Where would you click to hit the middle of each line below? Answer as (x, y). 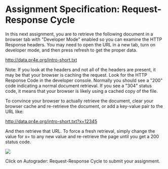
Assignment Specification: (62, 9)
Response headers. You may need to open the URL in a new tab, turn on (80, 44)
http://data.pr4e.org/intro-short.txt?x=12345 (51, 121)
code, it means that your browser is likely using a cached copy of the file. (81, 91)
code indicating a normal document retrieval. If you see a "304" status (78, 86)
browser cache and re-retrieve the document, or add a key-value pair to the (84, 106)
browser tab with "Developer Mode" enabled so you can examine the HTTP (84, 39)
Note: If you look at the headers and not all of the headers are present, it (80, 70)
